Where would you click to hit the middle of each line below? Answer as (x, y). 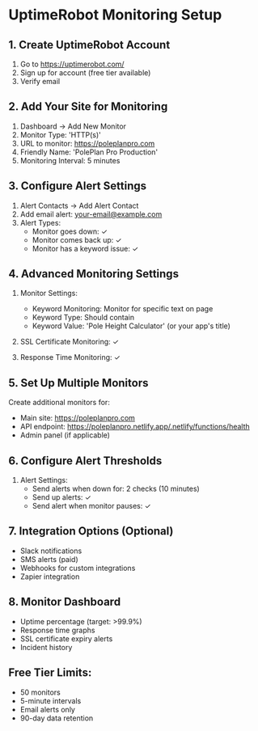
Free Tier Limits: (50, 673)
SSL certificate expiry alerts (66, 638)
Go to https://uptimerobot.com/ (72, 64)
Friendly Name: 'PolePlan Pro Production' (89, 152)
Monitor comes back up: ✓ (77, 239)
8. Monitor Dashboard (65, 602)
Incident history (46, 647)
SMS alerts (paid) (49, 559)
